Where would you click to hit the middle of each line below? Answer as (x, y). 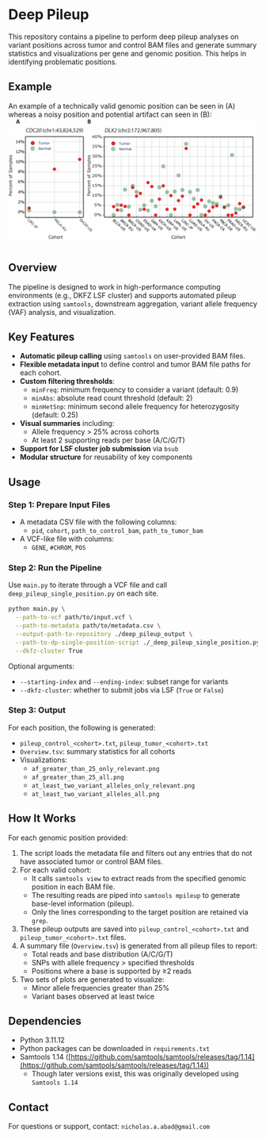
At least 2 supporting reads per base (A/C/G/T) (108, 440)
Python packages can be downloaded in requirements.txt (114, 1049)
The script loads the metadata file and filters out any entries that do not (136, 853)
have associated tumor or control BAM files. (91, 861)
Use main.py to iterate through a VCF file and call (88, 585)
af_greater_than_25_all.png (78, 777)
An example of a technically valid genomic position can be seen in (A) (122, 105)
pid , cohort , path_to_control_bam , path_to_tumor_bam (117, 530)
